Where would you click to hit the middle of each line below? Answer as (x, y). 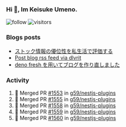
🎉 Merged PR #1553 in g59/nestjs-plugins (65, 93)
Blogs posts (24, 38)
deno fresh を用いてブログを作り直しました (67, 65)
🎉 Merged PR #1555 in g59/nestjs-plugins (65, 99)
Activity (18, 80)
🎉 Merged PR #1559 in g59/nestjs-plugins (65, 112)
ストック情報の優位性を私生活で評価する (64, 51)
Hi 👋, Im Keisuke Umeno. (42, 9)
